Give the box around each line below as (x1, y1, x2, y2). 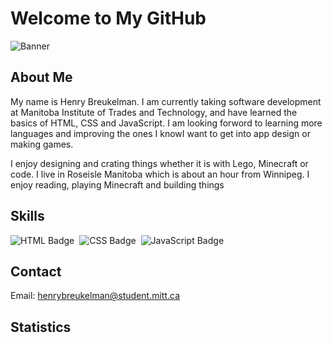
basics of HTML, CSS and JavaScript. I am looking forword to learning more (10, 117, 323, 129)
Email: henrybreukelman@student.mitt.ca (10, 290, 181, 302)
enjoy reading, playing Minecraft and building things (10, 178, 225, 191)
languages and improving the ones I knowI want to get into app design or (10, 127, 311, 139)
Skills (10, 208, 45, 225)
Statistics (10, 318, 72, 336)
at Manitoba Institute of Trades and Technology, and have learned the (10, 106, 298, 118)
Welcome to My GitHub (10, 7, 207, 30)
